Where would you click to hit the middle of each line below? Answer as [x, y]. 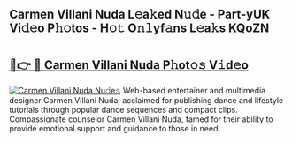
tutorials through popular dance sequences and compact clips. [124, 110]
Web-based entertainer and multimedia [194, 90]
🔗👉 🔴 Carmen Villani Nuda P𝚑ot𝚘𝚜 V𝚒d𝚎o [129, 65]
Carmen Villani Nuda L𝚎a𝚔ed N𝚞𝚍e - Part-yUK [140, 15]
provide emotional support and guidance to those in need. [115, 128]
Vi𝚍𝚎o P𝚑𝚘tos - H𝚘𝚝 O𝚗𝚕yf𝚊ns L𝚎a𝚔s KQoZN [139, 29]
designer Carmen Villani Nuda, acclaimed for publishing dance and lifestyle [146, 100]
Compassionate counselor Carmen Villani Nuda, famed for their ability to [141, 119]
